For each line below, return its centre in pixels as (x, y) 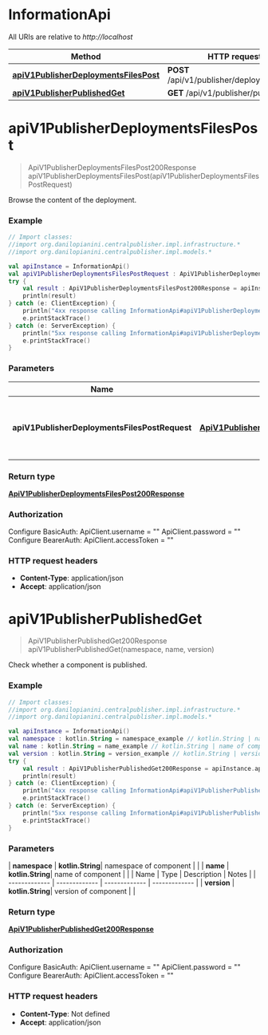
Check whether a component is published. (78, 665)
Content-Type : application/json (71, 578)
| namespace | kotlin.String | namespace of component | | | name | (119, 865)
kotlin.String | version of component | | (72, 891)
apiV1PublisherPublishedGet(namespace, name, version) (121, 650)
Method (86, 56)
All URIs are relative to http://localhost (71, 37)
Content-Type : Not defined (65, 1013)
